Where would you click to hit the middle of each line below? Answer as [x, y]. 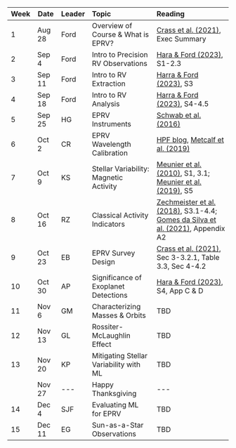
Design [104, 262]
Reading [170, 14]
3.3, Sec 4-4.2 [181, 266]
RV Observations [119, 64]
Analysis [106, 104]
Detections [110, 295]
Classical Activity [120, 215]
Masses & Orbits [119, 315]
